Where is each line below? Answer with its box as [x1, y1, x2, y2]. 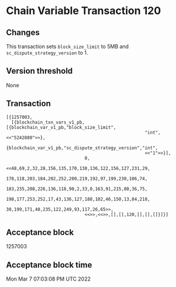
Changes [6, 28, 40, 37]
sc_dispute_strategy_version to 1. [6, 49, 88, 56]
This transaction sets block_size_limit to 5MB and [6, 43, 129, 50]
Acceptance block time [6, 259, 92, 270]
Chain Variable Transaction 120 [6, 4, 161, 18]
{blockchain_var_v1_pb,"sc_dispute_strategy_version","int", [6, 145, 158, 151]
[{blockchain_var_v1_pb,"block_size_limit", [6, 124, 116, 130]
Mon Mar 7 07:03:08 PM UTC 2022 [6, 275, 91, 282]
